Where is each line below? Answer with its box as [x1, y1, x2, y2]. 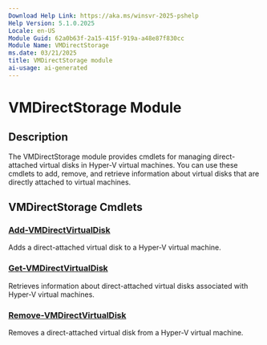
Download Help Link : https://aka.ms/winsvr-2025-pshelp [8, 11, 199, 20]
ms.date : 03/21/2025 [8, 49, 78, 57]
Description [8, 130, 68, 144]
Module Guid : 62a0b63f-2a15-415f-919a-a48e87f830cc [8, 34, 184, 43]
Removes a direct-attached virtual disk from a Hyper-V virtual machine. [8, 328, 244, 338]
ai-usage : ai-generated [8, 64, 88, 72]
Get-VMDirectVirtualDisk [8, 262, 108, 274]
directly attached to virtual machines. [8, 177, 131, 187]
